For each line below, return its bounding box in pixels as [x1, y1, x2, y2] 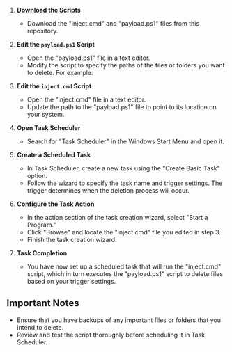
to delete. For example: [26, 69, 93, 77]
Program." [26, 221, 56, 229]
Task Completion [16, 249, 68, 257]
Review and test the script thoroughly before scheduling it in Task [16, 330, 206, 339]
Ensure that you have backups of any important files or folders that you [16, 316, 221, 324]
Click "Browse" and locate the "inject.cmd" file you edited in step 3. [26, 228, 221, 236]
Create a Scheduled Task [16, 151, 91, 159]
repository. [26, 27, 59, 35]
